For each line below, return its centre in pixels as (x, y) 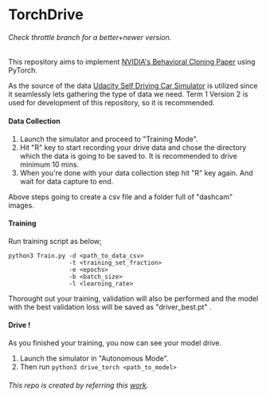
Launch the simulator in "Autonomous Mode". (94, 358)
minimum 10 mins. (49, 164)
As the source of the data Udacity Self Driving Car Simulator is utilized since (133, 86)
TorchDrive (46, 15)
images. (21, 205)
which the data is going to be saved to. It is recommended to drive (128, 156)
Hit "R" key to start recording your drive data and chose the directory (133, 147)
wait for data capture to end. (66, 181)
